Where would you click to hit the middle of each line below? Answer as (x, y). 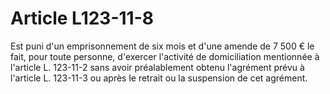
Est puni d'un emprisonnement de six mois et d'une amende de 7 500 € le (162, 46)
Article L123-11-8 (82, 18)
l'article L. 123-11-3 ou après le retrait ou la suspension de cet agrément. (159, 78)
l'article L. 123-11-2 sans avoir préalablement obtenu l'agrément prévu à (157, 67)
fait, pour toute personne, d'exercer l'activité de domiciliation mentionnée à (165, 56)
